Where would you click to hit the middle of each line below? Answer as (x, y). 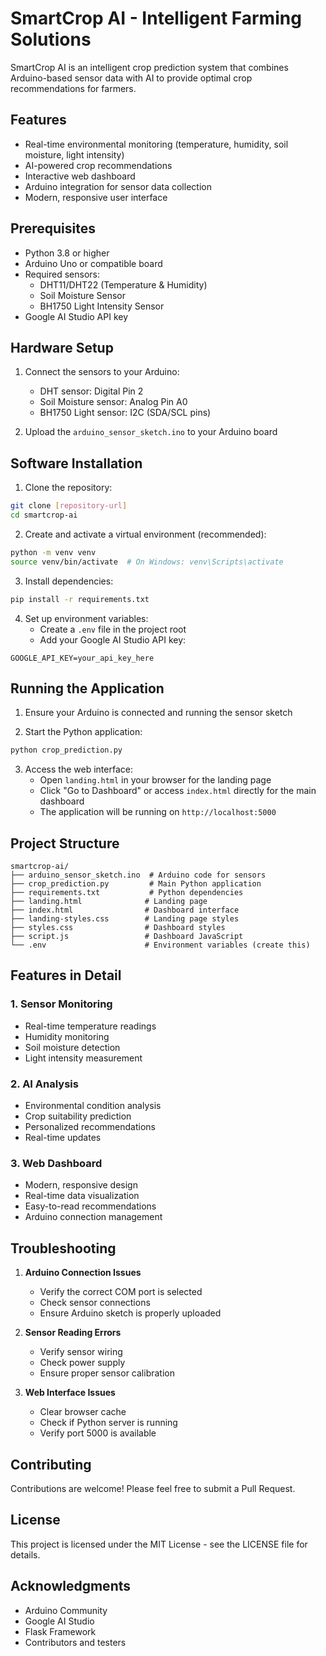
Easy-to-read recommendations (90, 1206)
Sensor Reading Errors (73, 1333)
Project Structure (65, 843)
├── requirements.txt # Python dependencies (127, 893)
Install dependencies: (69, 581)
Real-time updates (63, 1138)
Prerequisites (53, 228)
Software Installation (76, 463)
